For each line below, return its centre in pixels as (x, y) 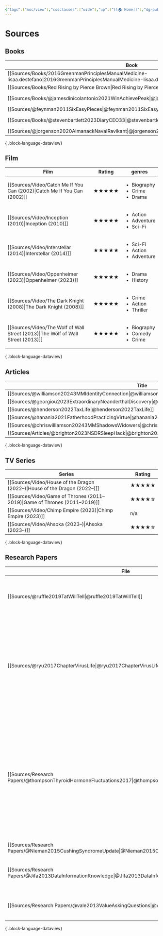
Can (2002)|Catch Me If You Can (45, 191)
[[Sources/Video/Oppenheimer (43, 274)
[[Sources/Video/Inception (38, 218)
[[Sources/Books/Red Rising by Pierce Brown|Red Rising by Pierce (83, 87)
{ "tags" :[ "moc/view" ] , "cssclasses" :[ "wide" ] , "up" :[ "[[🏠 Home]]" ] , (74, 9)
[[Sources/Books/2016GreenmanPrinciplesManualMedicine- (78, 73)
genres (139, 172)
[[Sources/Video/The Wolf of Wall (46, 327)
